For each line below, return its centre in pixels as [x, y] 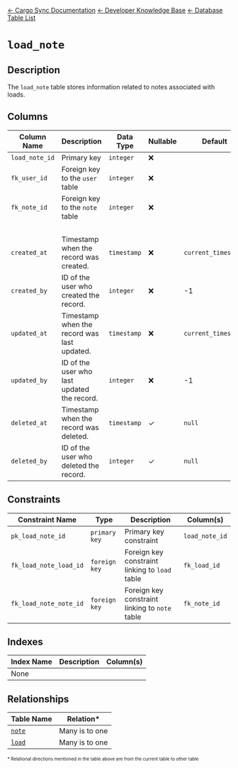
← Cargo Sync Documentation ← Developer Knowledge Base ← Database [115, 10]
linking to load [148, 569]
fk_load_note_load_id [47, 565]
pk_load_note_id [38, 536]
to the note [79, 207]
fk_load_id [202, 565]
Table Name [32, 719]
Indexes [25, 642]
